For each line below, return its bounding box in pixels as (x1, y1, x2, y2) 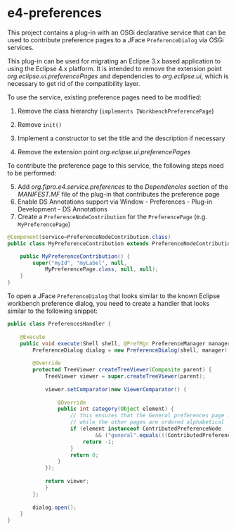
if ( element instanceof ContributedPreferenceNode (70, 425, 221, 433)
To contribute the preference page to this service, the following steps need (7, 161, 224, 170)
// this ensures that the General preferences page (70, 412, 225, 419)
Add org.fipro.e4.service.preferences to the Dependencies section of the (17, 182, 228, 191)
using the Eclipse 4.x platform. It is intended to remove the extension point (7, 64, 223, 73)
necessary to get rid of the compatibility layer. (7, 79, 140, 87)
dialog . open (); (32, 504, 77, 511)
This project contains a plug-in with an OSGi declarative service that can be (7, 28, 226, 37)
